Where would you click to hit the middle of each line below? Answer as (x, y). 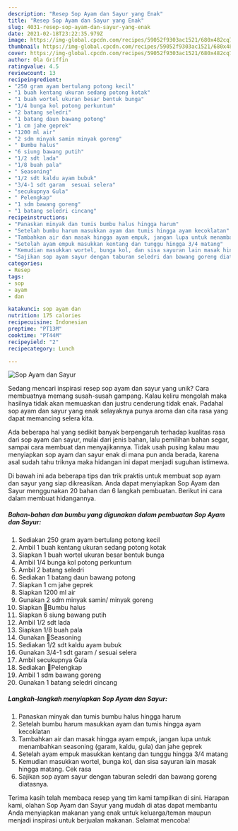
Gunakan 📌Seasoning (50, 637)
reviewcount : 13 (32, 73)
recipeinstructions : (38, 218)
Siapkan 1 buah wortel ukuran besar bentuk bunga (91, 555)
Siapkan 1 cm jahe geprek (56, 585)
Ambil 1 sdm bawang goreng (60, 675)
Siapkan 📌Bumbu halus (52, 608)
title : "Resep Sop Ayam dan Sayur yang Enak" (76, 20)
